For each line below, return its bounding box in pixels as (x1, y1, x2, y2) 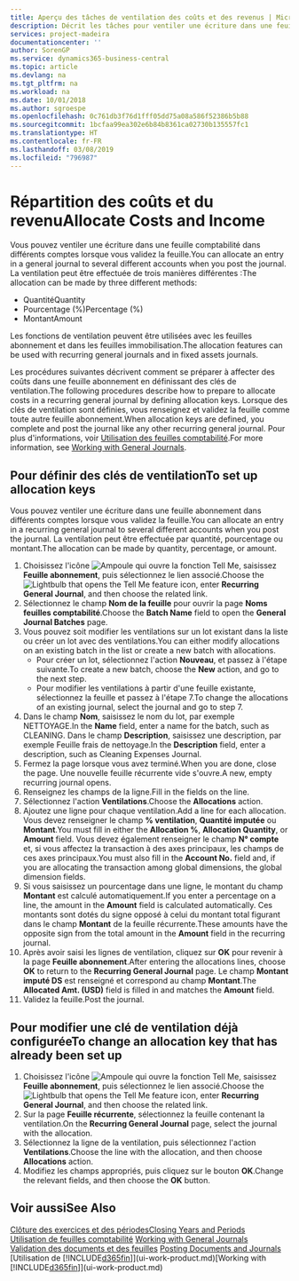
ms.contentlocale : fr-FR (10, 137, 102, 146)
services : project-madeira (10, 29, 110, 38)
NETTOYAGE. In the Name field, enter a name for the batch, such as (22, 721, 270, 731)
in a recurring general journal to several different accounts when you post (10, 525, 279, 535)
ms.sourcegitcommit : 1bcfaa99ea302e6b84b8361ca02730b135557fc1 (10, 121, 249, 130)
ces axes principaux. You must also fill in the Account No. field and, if (22, 853, 276, 864)
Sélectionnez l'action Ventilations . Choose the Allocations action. (22, 796, 264, 807)
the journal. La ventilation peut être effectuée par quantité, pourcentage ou (10, 534, 283, 544)
